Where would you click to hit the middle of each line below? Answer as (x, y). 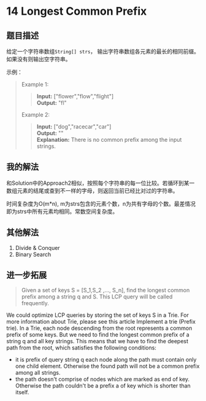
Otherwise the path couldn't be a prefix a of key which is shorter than (103, 386)
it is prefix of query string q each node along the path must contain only (106, 360)
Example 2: (36, 115)
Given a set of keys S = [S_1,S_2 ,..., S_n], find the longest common (105, 290)
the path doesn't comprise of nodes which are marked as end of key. (102, 380)
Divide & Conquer (37, 247)
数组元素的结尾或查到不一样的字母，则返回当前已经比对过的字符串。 (92, 190)
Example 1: (35, 84)
